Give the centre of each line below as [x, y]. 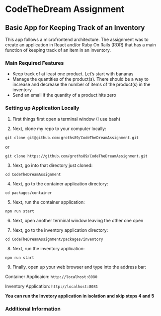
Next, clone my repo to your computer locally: [59, 129]
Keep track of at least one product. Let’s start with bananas [73, 74]
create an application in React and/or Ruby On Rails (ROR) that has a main [80, 45]
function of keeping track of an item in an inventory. [58, 50]
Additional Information [33, 309]
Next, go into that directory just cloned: [52, 165]
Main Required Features [35, 63]
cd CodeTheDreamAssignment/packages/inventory [54, 239]
